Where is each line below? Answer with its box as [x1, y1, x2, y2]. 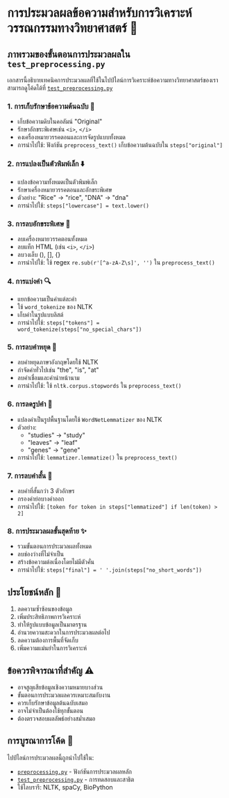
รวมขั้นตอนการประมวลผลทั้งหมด [17, 542, 92, 551]
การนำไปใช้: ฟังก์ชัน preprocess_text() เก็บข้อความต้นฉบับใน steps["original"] [17, 141, 223, 149]
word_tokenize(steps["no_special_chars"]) [17, 326, 142, 334]
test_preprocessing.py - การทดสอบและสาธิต [17, 775, 135, 783]
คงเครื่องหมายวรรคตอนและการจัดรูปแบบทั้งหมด [17, 133, 126, 141]
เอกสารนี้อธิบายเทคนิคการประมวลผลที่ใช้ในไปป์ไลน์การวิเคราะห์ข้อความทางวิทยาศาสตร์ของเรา [7, 76, 219, 84]
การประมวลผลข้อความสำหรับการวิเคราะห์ [7, 5, 192, 21]
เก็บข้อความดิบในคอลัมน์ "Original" [17, 117, 103, 126]
